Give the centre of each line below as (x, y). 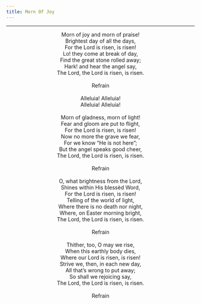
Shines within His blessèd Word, (100, 187)
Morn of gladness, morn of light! (100, 117)
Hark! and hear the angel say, (100, 66)
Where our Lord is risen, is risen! (100, 257)
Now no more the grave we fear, (100, 136)
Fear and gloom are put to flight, (100, 124)
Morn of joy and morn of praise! (100, 34)
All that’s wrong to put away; (100, 270)
